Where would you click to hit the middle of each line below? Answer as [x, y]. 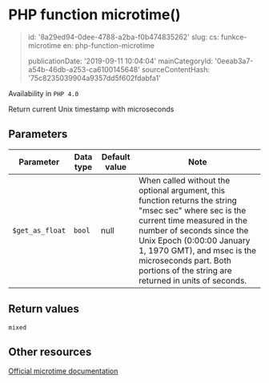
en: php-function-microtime [108, 45]
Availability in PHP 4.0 [44, 93]
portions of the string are [185, 270]
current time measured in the [193, 220]
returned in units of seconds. [193, 280]
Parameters [38, 134]
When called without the [185, 180]
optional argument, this [182, 190]
